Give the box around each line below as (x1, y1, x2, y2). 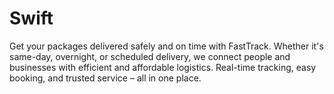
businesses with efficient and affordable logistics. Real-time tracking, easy (9, 61, 317, 73)
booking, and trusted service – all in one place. (9, 72, 202, 84)
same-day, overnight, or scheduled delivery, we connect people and (9, 50, 291, 62)
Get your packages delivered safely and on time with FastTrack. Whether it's (9, 40, 324, 52)
